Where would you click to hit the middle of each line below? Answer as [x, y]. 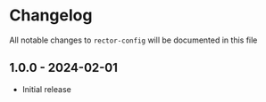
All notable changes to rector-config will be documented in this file [133, 40]
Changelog [51, 16]
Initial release [46, 89]
